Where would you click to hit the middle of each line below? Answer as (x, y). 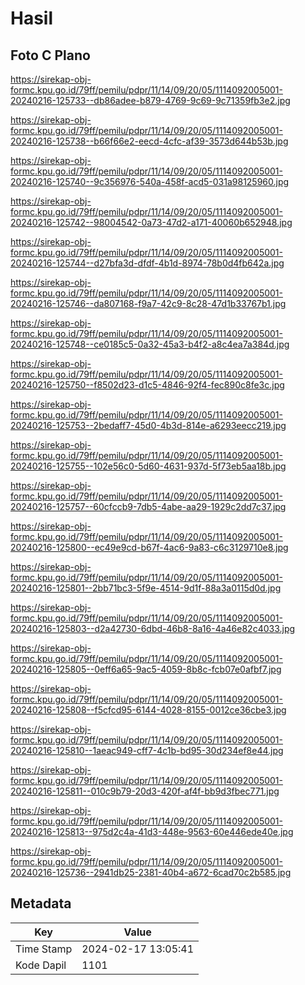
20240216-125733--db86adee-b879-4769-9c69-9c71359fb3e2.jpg (150, 100)
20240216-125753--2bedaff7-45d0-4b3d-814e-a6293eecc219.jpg (148, 425)
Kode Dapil (41, 965)
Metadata (41, 903)
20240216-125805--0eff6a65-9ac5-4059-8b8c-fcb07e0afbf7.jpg (146, 669)
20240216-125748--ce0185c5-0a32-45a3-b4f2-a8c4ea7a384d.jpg (150, 344)
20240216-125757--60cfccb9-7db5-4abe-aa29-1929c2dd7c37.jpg (148, 506)
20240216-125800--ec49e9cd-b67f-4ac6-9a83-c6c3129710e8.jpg (149, 547)
